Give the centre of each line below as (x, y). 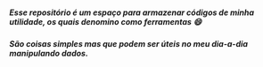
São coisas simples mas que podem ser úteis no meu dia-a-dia (128, 43)
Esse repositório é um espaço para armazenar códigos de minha (132, 12)
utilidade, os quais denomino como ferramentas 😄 (106, 21)
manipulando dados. (49, 53)
